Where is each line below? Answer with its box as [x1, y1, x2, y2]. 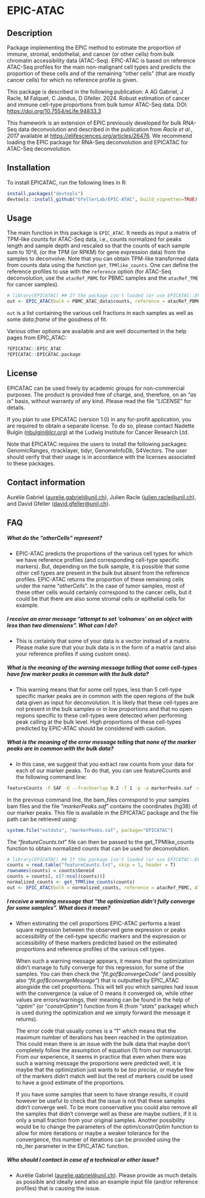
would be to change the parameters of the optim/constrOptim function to [15, 1123, 199, 1130]
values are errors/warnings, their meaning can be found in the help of [15, 995, 190, 1003]
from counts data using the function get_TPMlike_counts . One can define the [7, 261, 198, 269]
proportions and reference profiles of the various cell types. [15, 945, 166, 952]
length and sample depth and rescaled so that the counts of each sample [7, 242, 190, 249]
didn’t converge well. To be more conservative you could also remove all [15, 1103, 198, 1110]
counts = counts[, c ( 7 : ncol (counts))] [7, 873, 105, 879]
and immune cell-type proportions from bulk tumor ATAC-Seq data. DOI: [7, 101, 188, 108]
